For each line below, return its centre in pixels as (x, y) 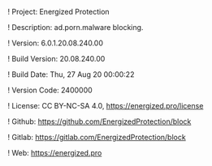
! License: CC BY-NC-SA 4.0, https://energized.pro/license (106, 106)
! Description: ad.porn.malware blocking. (76, 27)
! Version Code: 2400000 (50, 90)
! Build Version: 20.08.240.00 (56, 59)
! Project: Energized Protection (59, 12)
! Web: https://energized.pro (55, 153)
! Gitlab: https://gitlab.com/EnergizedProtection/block (97, 137)
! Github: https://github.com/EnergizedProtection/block (100, 121)
